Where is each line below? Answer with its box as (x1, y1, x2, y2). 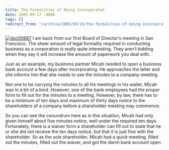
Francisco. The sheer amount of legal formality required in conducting (5, 41, 150, 47)
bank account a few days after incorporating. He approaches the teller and (5, 66, 160, 72)
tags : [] (5, 17, 24, 22)
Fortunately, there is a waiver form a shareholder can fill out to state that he (5, 123, 161, 129)
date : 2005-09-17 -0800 (5, 12, 55, 17)
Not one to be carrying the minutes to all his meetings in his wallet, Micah (5, 82, 157, 88)
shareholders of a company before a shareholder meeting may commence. (5, 103, 160, 109)
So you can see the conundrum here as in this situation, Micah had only (5, 113, 153, 119)
